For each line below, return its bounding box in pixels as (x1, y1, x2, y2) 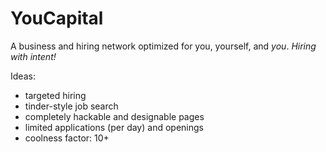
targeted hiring (24, 89, 87, 101)
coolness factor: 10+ (24, 132, 110, 144)
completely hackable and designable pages (24, 110, 205, 122)
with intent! (10, 50, 57, 62)
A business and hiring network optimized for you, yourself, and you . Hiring (10, 40, 317, 52)
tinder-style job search (24, 100, 119, 112)
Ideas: (10, 70, 36, 82)
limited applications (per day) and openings (24, 121, 204, 133)
